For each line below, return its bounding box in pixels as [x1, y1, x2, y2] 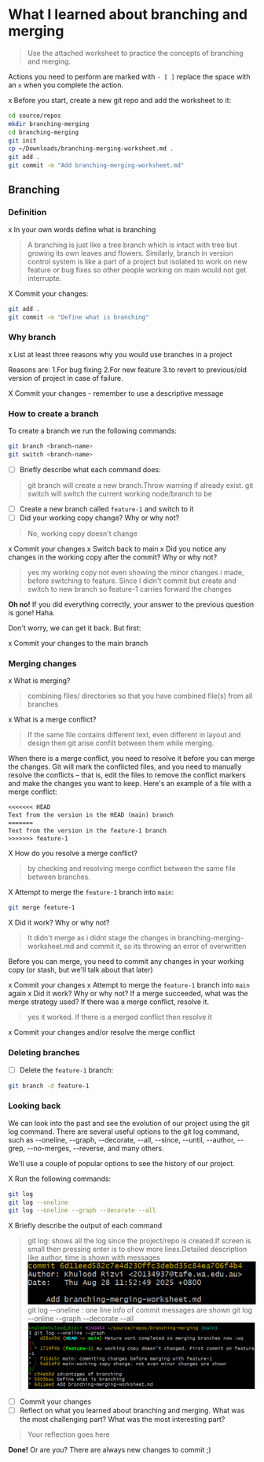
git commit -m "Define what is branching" [8, 313, 149, 321]
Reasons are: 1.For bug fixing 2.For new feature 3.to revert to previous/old [8, 364, 247, 375]
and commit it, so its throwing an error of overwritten [75, 942, 247, 951]
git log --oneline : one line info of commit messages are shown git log [27, 1305, 253, 1315]
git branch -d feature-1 [8, 1082, 90, 1090]
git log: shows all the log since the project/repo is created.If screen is [27, 1236, 251, 1246]
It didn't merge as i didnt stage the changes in [27, 933, 177, 943]
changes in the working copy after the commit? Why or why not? [8, 552, 218, 562]
